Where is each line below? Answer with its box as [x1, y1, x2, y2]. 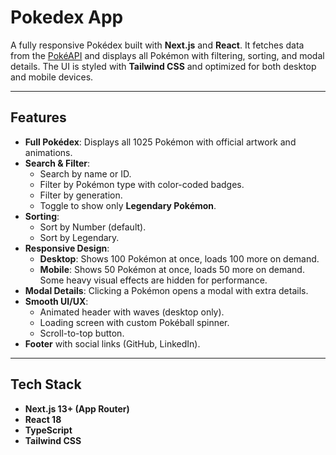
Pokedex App [10, 6, 124, 29]
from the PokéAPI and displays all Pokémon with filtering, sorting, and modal [10, 49, 325, 61]
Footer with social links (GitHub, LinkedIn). [24, 337, 201, 350]
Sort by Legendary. [39, 231, 120, 243]
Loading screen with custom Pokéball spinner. [39, 316, 230, 328]
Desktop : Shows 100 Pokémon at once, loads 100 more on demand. [39, 252, 320, 265]
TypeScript [24, 424, 73, 436]
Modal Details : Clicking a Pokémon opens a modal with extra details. [24, 284, 309, 296]
